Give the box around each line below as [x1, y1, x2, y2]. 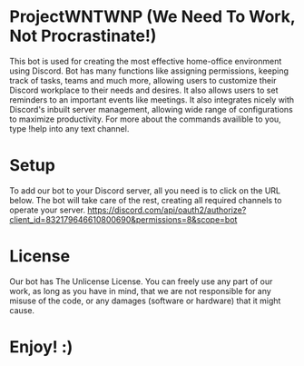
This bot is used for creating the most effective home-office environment [9, 55, 282, 66]
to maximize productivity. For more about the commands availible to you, [9, 114, 281, 124]
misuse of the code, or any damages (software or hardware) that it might [9, 295, 281, 306]
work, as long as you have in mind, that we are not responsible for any [9, 285, 272, 296]
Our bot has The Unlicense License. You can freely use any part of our [9, 275, 273, 287]
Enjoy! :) [9, 337, 74, 357]
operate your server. [9, 204, 86, 215]
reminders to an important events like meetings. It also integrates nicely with [9, 94, 295, 105]
